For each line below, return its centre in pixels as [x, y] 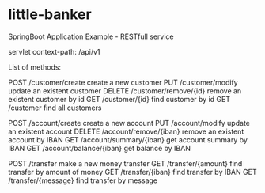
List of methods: [35, 67]
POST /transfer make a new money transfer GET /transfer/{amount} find [125, 163]
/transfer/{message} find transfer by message [83, 180]
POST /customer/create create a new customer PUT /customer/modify [123, 82]
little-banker [50, 15]
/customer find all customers [55, 108]
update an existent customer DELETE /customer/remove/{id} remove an [125, 91]
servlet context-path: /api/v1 [54, 51]
